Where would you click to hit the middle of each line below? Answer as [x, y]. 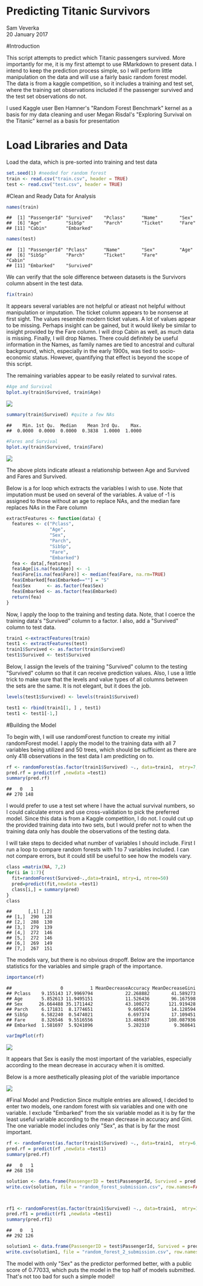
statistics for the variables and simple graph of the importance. [85, 966]
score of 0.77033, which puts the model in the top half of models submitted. [101, 1270]
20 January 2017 [27, 34]
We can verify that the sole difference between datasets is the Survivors [96, 277]
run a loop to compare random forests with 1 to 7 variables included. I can [98, 849]
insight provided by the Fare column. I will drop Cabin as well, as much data [100, 332]
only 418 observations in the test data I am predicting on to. [80, 756]
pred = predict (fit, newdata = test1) [55, 884]
